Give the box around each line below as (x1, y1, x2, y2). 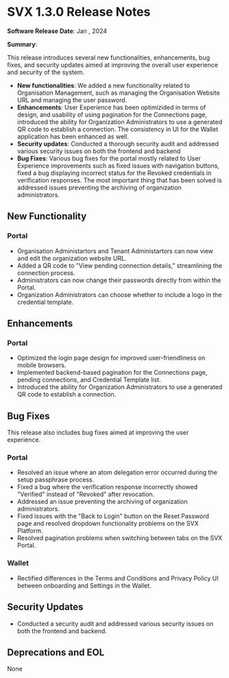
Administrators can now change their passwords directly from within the (16, 276, 221, 284)
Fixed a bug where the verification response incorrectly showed (16, 483, 197, 491)
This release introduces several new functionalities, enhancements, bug (7, 53, 210, 62)
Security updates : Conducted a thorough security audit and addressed (16, 139, 219, 148)
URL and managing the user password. (16, 95, 128, 104)
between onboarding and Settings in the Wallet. (16, 581, 152, 589)
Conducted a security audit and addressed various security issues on (16, 619, 214, 628)
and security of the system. (7, 68, 84, 76)
